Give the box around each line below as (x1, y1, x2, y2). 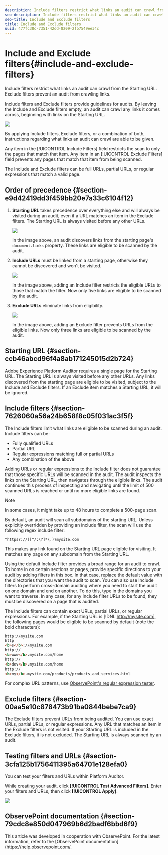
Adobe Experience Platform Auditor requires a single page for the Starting (5, 368, 157, 374)
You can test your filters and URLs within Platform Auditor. (5, 773, 125, 779)
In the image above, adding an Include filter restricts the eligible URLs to (12, 282, 161, 288)
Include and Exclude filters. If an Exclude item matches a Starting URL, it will (5, 384, 162, 390)
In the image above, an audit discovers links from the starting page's (12, 237, 154, 243)
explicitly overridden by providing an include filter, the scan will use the (5, 522, 151, 528)
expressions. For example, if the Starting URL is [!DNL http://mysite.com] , (5, 613, 156, 619)
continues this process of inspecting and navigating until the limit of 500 (5, 482, 154, 488)
